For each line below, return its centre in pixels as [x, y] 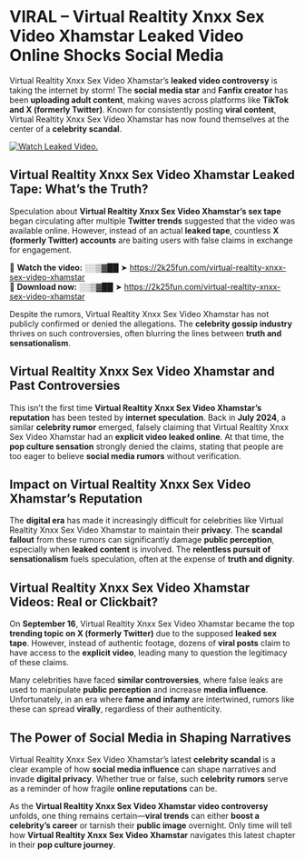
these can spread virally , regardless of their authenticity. [116, 709]
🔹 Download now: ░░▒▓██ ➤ [66, 286]
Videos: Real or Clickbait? [84, 602]
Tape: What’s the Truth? [79, 190]
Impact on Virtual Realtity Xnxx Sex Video [130, 484]
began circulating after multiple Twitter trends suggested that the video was [152, 221]
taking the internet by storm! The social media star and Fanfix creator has [149, 90]
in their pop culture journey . [63, 844]
